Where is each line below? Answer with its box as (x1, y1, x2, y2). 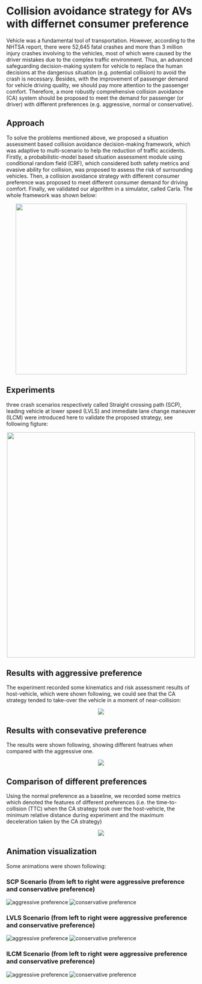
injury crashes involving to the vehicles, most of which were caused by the (6, 49, 191, 56)
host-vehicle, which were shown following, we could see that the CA (6, 690, 176, 697)
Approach (6, 118, 44, 129)
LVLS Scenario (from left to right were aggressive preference (6, 914, 188, 922)
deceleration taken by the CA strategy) (6, 818, 102, 825)
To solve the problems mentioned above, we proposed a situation (6, 134, 168, 141)
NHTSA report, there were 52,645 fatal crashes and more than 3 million (6, 43, 183, 50)
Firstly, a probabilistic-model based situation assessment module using (6, 153, 182, 160)
